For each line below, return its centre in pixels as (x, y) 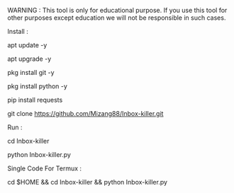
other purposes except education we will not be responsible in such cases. (117, 18)
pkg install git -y (31, 72)
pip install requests (35, 100)
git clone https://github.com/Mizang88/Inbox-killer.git (85, 113)
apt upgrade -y (29, 59)
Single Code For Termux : (45, 168)
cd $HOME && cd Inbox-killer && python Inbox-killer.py (88, 182)
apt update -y (27, 45)
